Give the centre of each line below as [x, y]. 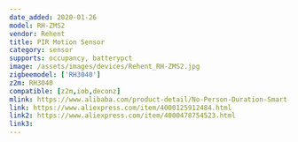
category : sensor [41, 50]
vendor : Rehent [37, 34]
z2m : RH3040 [31, 83]
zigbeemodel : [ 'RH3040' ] [55, 75]
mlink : [21, 99]
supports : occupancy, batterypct [71, 58]
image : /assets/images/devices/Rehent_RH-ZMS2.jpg [105, 67]
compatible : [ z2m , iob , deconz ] [65, 91]
